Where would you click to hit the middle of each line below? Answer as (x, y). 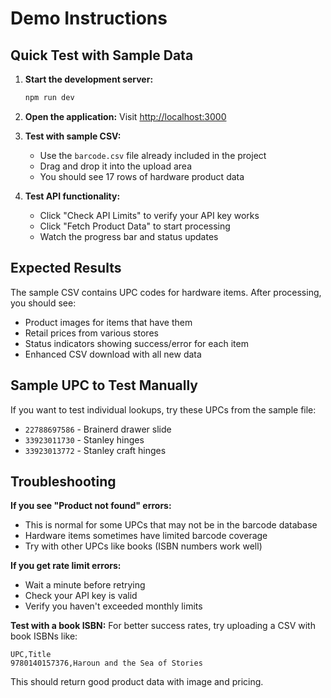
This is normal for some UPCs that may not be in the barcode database (171, 525)
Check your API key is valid (81, 596)
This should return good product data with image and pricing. (137, 682)
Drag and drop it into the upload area (116, 166)
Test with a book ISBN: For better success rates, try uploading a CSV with (163, 626)
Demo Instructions (89, 18)
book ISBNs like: (44, 636)
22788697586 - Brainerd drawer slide (98, 429)
